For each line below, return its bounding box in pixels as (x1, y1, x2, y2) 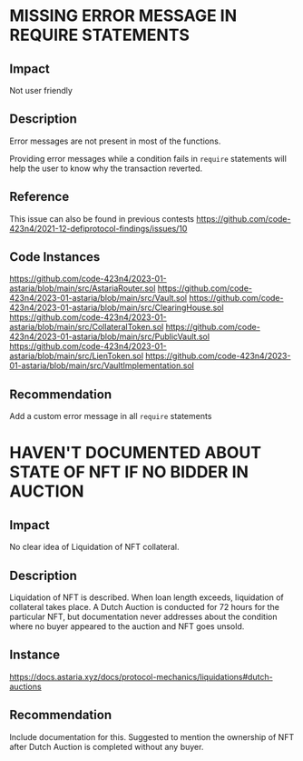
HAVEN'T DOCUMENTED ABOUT (9, 443, 261, 464)
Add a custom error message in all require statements (9, 411, 212, 422)
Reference (9, 189, 70, 205)
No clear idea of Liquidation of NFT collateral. (9, 542, 180, 553)
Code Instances (9, 249, 101, 265)
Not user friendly (9, 85, 73, 95)
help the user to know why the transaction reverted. (9, 163, 203, 174)
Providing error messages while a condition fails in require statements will (9, 153, 288, 164)
